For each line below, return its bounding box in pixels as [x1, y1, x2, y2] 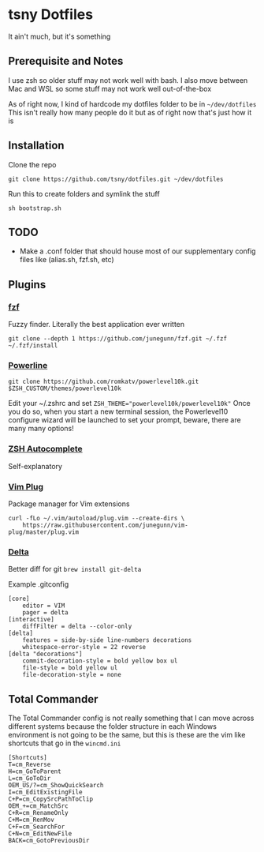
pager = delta [22, 609, 69, 617]
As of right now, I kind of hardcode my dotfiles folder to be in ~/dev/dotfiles [8, 99, 257, 108]
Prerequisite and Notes [8, 54, 124, 68]
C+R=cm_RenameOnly [8, 809, 69, 817]
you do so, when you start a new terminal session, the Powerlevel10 [8, 407, 229, 416]
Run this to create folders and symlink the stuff [8, 189, 160, 198]
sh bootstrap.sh [8, 204, 61, 212]
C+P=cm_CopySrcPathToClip [8, 795, 93, 803]
